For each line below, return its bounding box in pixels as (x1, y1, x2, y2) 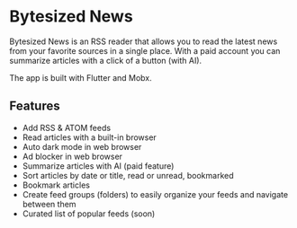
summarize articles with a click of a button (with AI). (9, 55, 202, 66)
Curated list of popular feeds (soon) (22, 208, 156, 219)
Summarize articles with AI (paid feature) (22, 160, 175, 171)
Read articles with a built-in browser (22, 132, 157, 143)
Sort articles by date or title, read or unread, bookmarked (22, 170, 234, 180)
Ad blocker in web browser (22, 151, 123, 162)
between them (22, 198, 76, 209)
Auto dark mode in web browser (22, 141, 142, 152)
